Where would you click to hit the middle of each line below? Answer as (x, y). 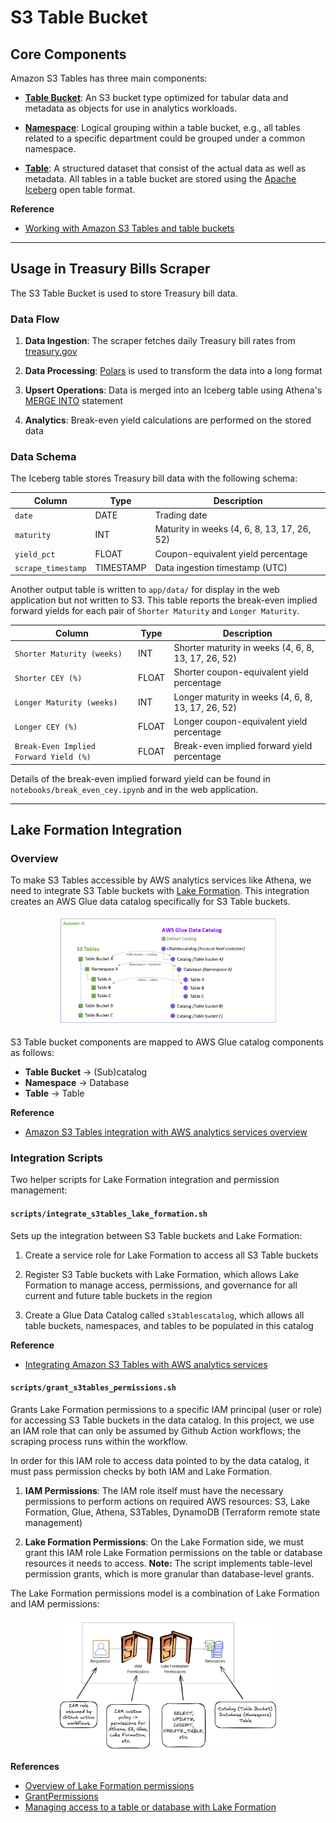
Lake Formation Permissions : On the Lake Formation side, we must (164, 1542)
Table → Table (54, 1093)
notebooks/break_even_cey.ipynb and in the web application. (134, 789)
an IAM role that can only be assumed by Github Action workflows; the (156, 1430)
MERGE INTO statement (74, 401)
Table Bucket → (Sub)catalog (86, 1072)
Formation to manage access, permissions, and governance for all (161, 1285)
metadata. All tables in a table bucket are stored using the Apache (160, 179)
